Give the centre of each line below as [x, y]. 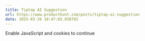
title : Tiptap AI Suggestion [36, 10]
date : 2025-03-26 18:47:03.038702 [42, 19]
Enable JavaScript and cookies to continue [50, 33]
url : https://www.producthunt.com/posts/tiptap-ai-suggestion [72, 14]
